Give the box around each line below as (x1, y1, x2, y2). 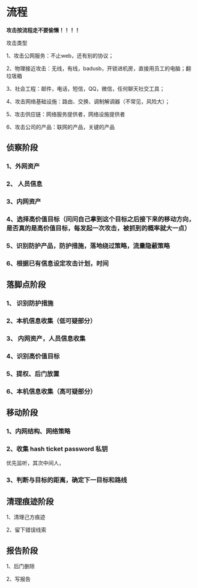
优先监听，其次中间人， (6, 459, 64, 467)
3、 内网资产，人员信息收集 (6, 335, 86, 343)
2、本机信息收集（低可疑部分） (6, 317, 97, 325)
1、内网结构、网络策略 (6, 427, 71, 435)
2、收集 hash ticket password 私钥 (6, 445, 108, 453)
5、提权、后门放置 (6, 369, 60, 378)
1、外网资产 (6, 162, 40, 171)
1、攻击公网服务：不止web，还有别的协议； (6, 52, 114, 59)
